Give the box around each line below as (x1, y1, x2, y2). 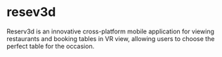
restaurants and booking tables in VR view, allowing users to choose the (6, 34, 215, 42)
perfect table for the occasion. (6, 42, 95, 50)
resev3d (6, 4, 56, 20)
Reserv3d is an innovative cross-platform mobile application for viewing (6, 27, 215, 35)
